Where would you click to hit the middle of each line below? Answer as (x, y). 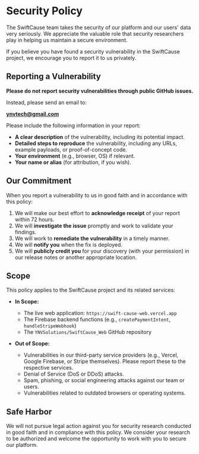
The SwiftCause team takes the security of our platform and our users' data (99, 27)
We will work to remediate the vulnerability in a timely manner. (92, 238)
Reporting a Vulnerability (53, 76)
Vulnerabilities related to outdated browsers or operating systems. (105, 393)
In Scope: (27, 302)
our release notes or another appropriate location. (76, 257)
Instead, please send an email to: (47, 102)
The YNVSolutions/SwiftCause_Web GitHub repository (88, 332)
